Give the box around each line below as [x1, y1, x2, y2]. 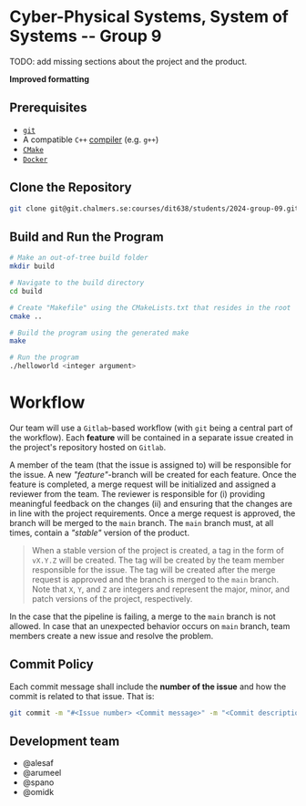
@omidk [22, 787, 55, 798]
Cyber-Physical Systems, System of [9, 6, 289, 27]
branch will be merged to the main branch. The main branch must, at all [9, 517, 274, 528]
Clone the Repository [9, 180, 132, 195]
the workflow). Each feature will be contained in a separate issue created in [9, 431, 294, 443]
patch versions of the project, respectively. [31, 593, 193, 604]
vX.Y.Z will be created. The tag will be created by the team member [31, 554, 285, 565]
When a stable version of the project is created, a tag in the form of [31, 544, 284, 555]
